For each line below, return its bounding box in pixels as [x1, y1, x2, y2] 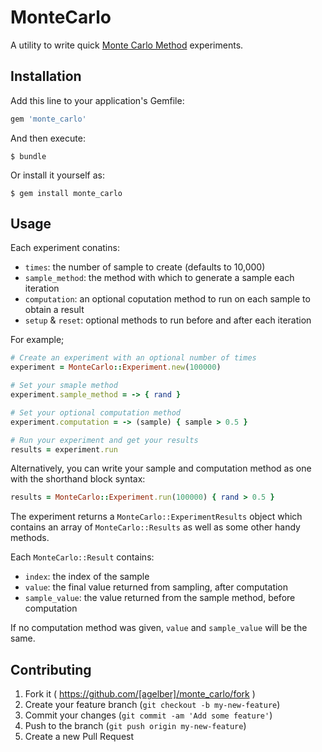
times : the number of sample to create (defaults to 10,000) [24, 261, 266, 273]
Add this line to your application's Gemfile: [10, 94, 185, 106]
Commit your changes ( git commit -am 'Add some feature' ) [24, 709, 273, 721]
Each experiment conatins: [10, 242, 120, 254]
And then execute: [10, 132, 86, 144]
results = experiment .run [10, 444, 118, 455]
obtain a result [24, 304, 85, 316]
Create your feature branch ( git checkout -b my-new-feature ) [24, 699, 281, 711]
